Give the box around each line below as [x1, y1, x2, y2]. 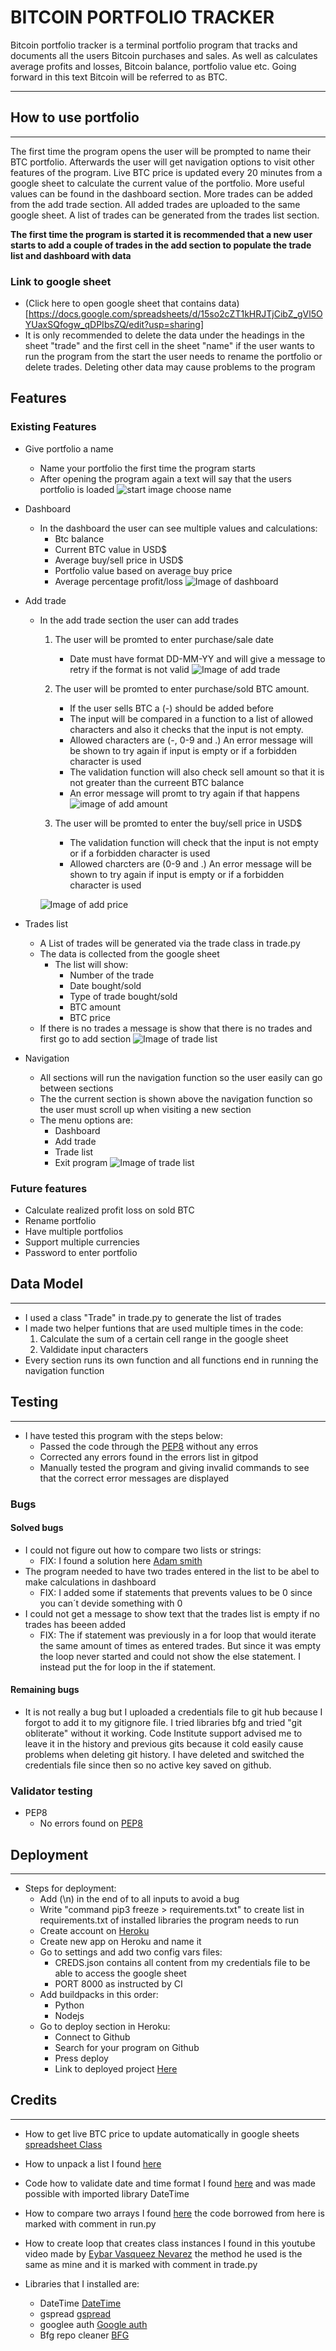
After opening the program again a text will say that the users [39, 472, 292, 485]
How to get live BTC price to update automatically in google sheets [24, 2127, 300, 2140]
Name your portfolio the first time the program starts [39, 462, 256, 474]
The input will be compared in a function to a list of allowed [69, 712, 314, 725]
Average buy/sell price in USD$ [54, 554, 184, 566]
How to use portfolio [10, 109, 140, 126]
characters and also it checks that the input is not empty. [69, 723, 304, 735]
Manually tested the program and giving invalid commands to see [39, 1461, 310, 1473]
